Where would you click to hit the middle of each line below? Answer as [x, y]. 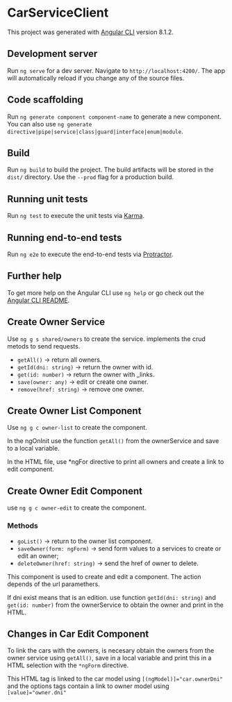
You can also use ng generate [50, 124]
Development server [52, 54]
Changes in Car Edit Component [78, 634]
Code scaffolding [45, 100]
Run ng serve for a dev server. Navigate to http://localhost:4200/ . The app [116, 70]
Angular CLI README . [39, 300]
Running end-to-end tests [65, 237]
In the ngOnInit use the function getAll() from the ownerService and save [113, 441]
